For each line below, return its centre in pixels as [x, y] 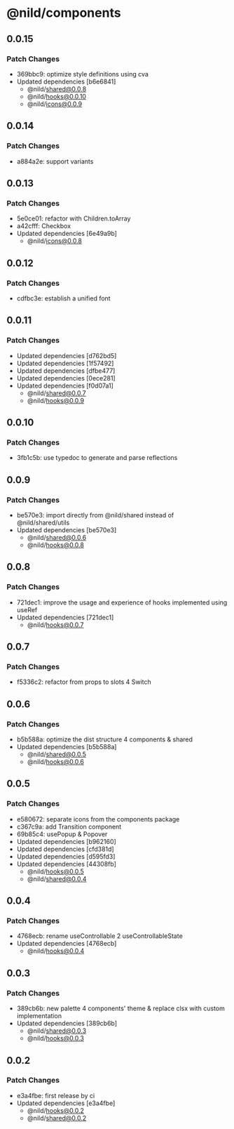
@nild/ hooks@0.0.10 [57, 96]
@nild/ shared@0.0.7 [57, 393]
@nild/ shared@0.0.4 [57, 878]
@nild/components [64, 13]
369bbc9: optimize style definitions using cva [82, 74]
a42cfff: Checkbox [44, 226]
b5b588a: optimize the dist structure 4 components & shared [105, 739]
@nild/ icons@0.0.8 [54, 241]
